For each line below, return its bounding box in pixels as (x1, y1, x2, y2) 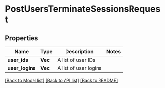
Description (66, 48, 94, 55)
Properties (5, 34, 38, 42)
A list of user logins (57, 65, 102, 71)
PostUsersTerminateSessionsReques (5, 3, 161, 15)
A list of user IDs (57, 57, 96, 63)
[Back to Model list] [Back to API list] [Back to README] (5, 78, 118, 83)
